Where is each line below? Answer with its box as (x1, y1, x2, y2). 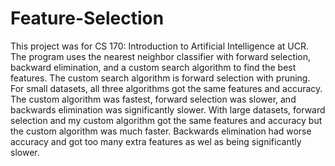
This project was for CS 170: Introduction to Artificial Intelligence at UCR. (10, 40, 309, 52)
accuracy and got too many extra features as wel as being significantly (10, 135, 302, 147)
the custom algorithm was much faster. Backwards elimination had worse (10, 125, 312, 137)
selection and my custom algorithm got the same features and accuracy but (10, 114, 323, 126)
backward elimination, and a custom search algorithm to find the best (10, 61, 297, 73)
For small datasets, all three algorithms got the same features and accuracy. (10, 82, 323, 94)
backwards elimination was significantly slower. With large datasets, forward (10, 103, 326, 116)
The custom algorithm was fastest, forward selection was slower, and (10, 93, 297, 105)
